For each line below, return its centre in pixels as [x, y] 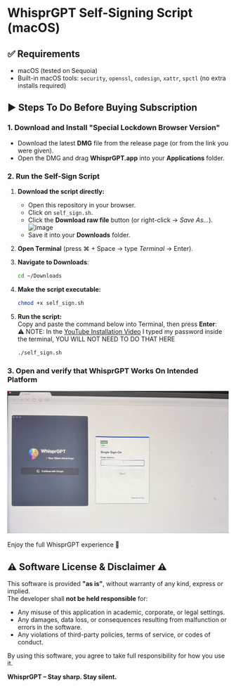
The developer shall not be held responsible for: [78, 599]
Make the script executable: [59, 289]
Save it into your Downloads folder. [79, 235]
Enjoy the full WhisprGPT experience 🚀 [63, 545]
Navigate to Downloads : [53, 262]
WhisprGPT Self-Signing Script [100, 13]
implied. [19, 591]
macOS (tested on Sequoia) [58, 71]
